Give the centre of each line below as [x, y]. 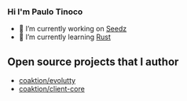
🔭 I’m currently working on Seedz [73, 29]
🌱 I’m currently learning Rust [65, 37]
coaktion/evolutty [47, 81]
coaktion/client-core [52, 89]
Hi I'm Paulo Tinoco [45, 12]
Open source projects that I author [93, 61]
